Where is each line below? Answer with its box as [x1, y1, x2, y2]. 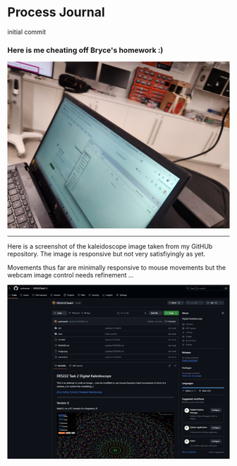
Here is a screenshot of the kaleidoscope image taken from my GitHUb [7, 242, 213, 251]
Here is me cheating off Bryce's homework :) [7, 45, 164, 55]
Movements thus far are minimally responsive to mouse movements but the [7, 263, 226, 272]
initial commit [7, 28, 47, 36]
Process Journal [7, 4, 106, 20]
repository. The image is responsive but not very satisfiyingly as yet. [7, 250, 206, 258]
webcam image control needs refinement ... [7, 271, 134, 280]
